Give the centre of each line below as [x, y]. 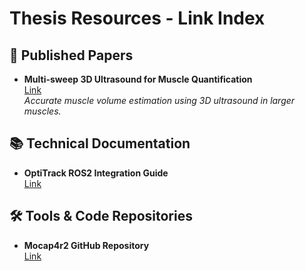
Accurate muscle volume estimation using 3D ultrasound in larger [159, 100]
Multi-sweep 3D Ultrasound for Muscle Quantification [138, 79]
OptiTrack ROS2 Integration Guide [96, 173]
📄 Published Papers [71, 55]
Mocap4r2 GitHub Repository [86, 245]
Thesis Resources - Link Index [137, 18]
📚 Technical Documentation [100, 143]
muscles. [42, 111]
